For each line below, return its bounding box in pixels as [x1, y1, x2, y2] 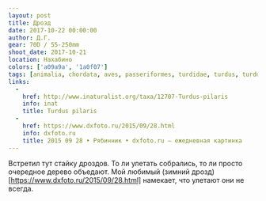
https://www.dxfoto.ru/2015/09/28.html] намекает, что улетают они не [10, 175, 245, 184]
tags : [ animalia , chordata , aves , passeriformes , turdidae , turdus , [8, 70, 239, 78]
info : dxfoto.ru [22, 129, 77, 137]
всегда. [8, 184, 34, 193]
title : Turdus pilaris [22, 108, 97, 116]
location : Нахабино [8, 56, 73, 64]
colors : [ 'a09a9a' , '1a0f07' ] [8, 63, 108, 71]
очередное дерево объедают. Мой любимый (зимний [8, 167, 190, 176]
